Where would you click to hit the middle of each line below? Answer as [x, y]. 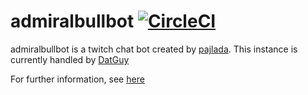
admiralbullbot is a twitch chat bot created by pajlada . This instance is [154, 49]
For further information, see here [77, 79]
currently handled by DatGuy [70, 59]
